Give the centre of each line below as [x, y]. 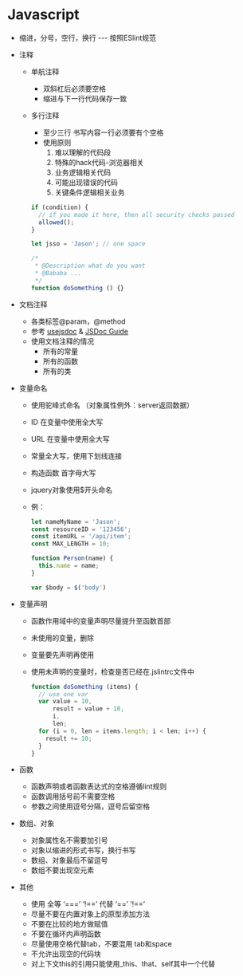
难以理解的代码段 [83, 152]
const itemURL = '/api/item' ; [81, 537]
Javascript [44, 15]
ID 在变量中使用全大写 [67, 422]
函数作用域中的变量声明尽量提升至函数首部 [101, 620]
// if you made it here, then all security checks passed [136, 214]
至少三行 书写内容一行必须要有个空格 [103, 132]
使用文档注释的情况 [63, 341]
